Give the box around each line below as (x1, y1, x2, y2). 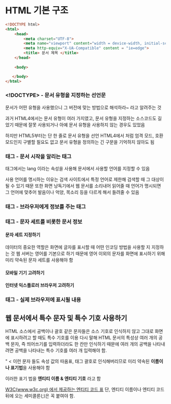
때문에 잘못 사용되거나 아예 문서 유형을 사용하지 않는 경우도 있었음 (14, 121, 145, 128)
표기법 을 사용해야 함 (10, 365, 50, 371)
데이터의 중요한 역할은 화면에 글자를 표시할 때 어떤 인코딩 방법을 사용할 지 (5, 244, 151, 251)
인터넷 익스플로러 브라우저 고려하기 (5, 282, 75, 288)
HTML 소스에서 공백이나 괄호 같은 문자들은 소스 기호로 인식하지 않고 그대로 (5, 328, 154, 334)
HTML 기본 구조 (5, 5, 69, 16)
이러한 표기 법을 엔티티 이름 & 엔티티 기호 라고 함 (5, 375, 101, 381)
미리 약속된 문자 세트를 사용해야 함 (5, 257, 73, 263)
